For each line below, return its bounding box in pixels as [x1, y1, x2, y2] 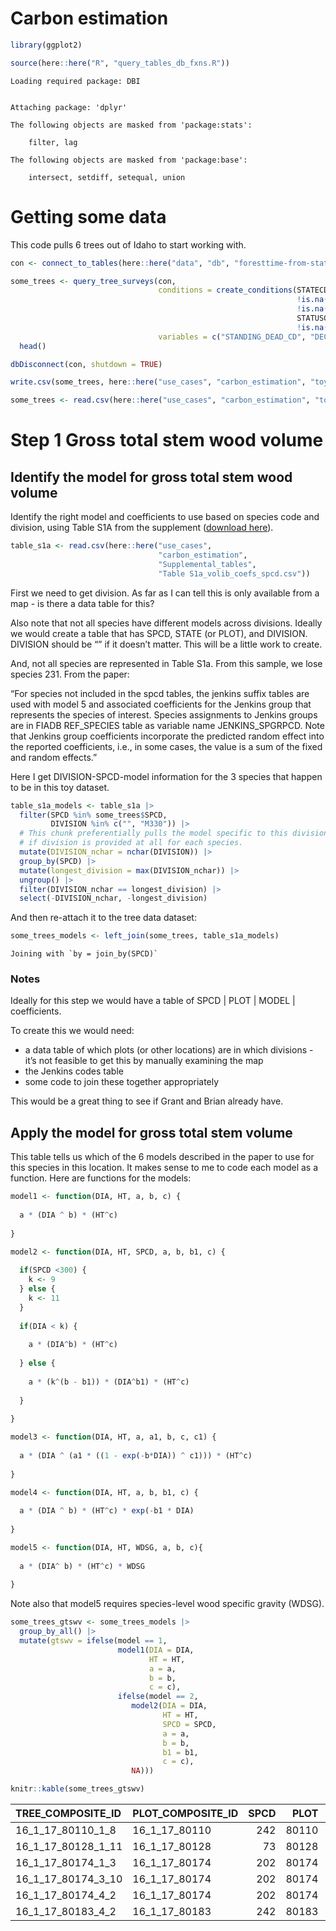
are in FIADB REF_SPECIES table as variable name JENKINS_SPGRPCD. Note [10, 719, 325, 731]
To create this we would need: [10, 1025, 135, 1037]
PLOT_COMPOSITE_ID [132, 1807, 239, 1821]
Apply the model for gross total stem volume [10, 1124, 293, 1141]
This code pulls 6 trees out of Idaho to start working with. [10, 238, 247, 251]
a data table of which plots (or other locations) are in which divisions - [24, 1044, 314, 1056]
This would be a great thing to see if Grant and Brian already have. [10, 1095, 284, 1107]
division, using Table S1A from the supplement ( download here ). [10, 522, 274, 534]
